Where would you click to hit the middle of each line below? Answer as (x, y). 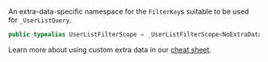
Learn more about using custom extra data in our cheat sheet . (110, 49)
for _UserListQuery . (40, 20)
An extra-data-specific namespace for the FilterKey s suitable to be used (129, 12)
